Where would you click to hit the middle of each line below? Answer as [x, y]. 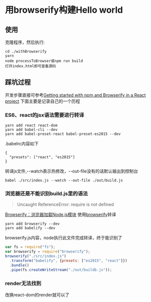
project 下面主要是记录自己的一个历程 [43, 101]
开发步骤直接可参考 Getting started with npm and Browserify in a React [75, 95]
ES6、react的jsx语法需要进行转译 [45, 115]
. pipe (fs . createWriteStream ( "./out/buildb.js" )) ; [61, 270]
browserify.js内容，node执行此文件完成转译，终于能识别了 [64, 238]
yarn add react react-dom [31, 126]
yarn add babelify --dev [30, 228]
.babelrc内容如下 [22, 144]
